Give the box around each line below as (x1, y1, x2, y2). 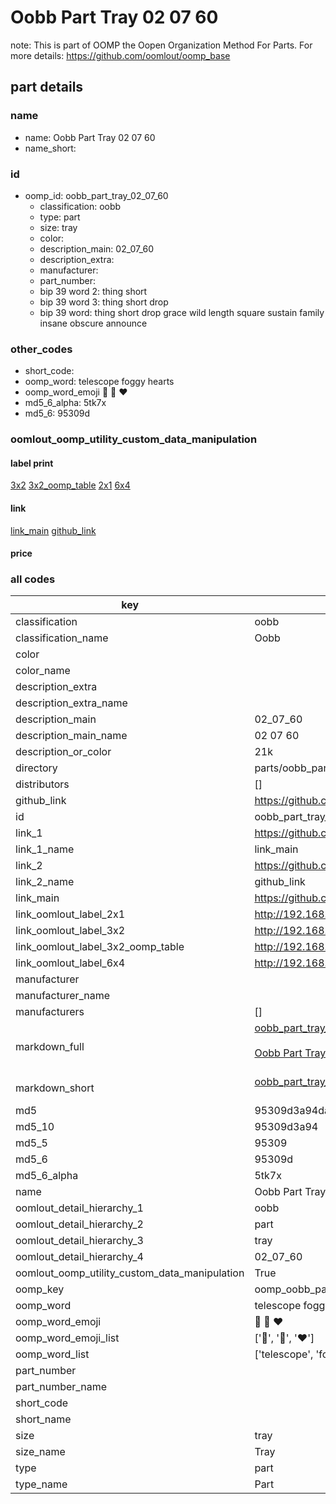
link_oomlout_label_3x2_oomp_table (15, 940, 185, 954)
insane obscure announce (39, 317, 148, 329)
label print (10, 457, 54, 469)
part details (10, 79, 84, 96)
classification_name (15, 631, 109, 645)
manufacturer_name (15, 989, 111, 1003)
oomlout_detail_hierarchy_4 (15, 1250, 144, 1264)
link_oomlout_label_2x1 (15, 907, 126, 921)
